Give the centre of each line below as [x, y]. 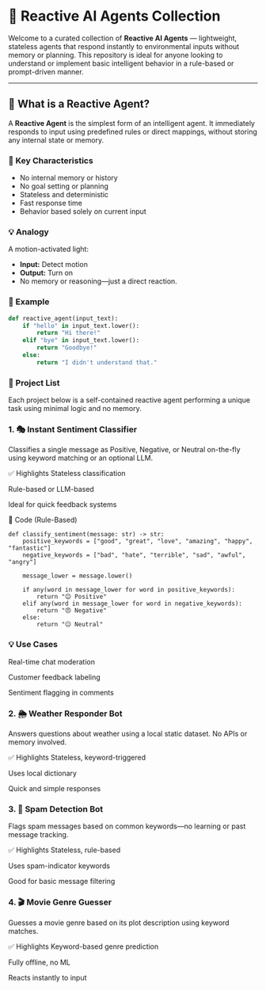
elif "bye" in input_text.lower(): [81, 341]
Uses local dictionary [43, 773]
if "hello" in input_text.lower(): [81, 326]
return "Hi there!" [69, 333]
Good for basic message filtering [62, 881]
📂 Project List [34, 383]
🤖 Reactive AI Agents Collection [114, 16]
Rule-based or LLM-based [51, 489]
